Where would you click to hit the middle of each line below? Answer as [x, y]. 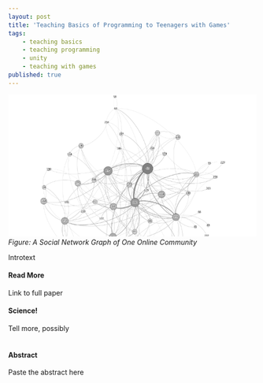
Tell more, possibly [39, 328]
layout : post [30, 17]
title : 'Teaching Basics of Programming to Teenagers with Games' [119, 25]
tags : [17, 33]
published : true [35, 75]
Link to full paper [35, 292]
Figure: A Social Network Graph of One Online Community [103, 242]
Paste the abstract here [46, 372]
